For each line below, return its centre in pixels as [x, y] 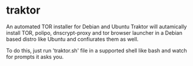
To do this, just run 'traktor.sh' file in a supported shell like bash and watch [97, 50]
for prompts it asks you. [35, 57]
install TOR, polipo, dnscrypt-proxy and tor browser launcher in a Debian [94, 32]
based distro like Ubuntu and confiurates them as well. [72, 39]
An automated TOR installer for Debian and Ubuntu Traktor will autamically [97, 27]
